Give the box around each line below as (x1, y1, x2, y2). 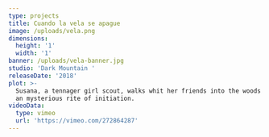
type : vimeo (15, 110, 56, 118)
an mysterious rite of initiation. (15, 94, 135, 102)
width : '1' (15, 49, 52, 57)
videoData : (8, 102, 45, 110)
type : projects (8, 11, 60, 20)
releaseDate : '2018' (8, 72, 78, 80)
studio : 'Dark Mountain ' (8, 64, 95, 73)
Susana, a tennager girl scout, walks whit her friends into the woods (15, 86, 262, 95)
